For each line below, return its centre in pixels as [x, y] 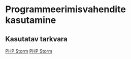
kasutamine [31, 20]
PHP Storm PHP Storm [29, 51]
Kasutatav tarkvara [36, 39]
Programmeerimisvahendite [65, 9]
